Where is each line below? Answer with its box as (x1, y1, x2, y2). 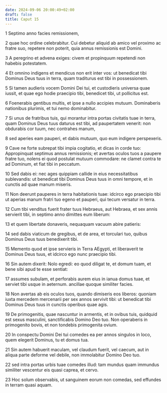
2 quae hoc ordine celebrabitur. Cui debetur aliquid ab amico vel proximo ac (5, 40, 161, 46)
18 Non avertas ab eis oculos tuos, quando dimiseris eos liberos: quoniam (5, 291, 157, 297)
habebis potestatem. (5, 61, 47, 67)
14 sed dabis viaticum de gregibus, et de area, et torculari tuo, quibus (5, 231, 148, 237)
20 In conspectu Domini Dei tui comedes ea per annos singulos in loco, (5, 331, 152, 338)
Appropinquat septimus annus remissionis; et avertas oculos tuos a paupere (5, 151, 162, 157)
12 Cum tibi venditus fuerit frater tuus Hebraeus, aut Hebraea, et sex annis (5, 206, 158, 212)
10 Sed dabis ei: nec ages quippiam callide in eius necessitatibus (5, 171, 138, 177)
